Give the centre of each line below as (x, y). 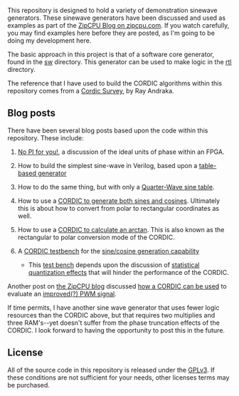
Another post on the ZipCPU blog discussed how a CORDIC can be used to (117, 286)
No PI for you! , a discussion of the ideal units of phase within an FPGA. (121, 152)
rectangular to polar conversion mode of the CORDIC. (96, 237)
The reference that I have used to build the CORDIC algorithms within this (115, 83)
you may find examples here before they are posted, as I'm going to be (111, 33)
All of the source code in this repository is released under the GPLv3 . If (111, 370)
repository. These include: (46, 137)
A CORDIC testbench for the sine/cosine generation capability (108, 251)
